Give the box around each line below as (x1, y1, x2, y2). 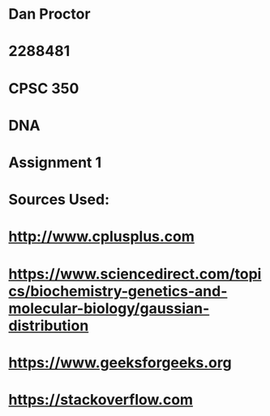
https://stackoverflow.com (8, 390, 193, 409)
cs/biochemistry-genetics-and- (8, 281, 228, 300)
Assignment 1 (8, 153, 102, 171)
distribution (8, 316, 89, 335)
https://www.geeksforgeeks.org (8, 354, 233, 371)
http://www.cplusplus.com (8, 228, 195, 246)
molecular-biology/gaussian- (8, 299, 210, 317)
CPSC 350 (8, 79, 79, 97)
